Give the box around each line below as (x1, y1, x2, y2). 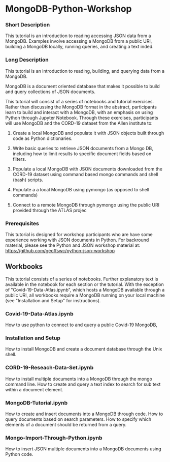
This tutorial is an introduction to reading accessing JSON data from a (5, 33, 151, 39)
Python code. (5, 451, 33, 457)
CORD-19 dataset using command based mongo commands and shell (12, 171, 158, 177)
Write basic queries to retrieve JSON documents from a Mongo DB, (12, 145, 153, 151)
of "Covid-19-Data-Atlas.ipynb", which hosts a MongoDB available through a (5, 286, 165, 293)
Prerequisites (5, 220, 39, 227)
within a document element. (5, 386, 63, 392)
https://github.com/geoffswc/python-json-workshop (5, 248, 115, 254)
